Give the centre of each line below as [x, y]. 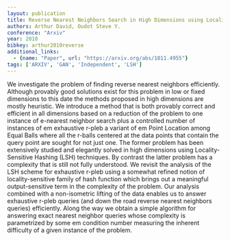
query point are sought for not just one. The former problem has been [105, 142]
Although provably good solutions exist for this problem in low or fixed [106, 91]
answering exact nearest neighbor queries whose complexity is [97, 215]
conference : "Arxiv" [37, 33]
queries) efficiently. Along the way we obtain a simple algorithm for [102, 208]
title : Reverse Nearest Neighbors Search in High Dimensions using [105, 20]
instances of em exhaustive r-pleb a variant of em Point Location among [109, 128]
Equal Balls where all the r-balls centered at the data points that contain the [113, 135]
